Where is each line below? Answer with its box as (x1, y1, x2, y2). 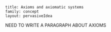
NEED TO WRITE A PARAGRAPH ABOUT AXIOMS (5, 22, 106, 28)
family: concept (5, 9, 39, 14)
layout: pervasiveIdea (5, 13, 52, 18)
